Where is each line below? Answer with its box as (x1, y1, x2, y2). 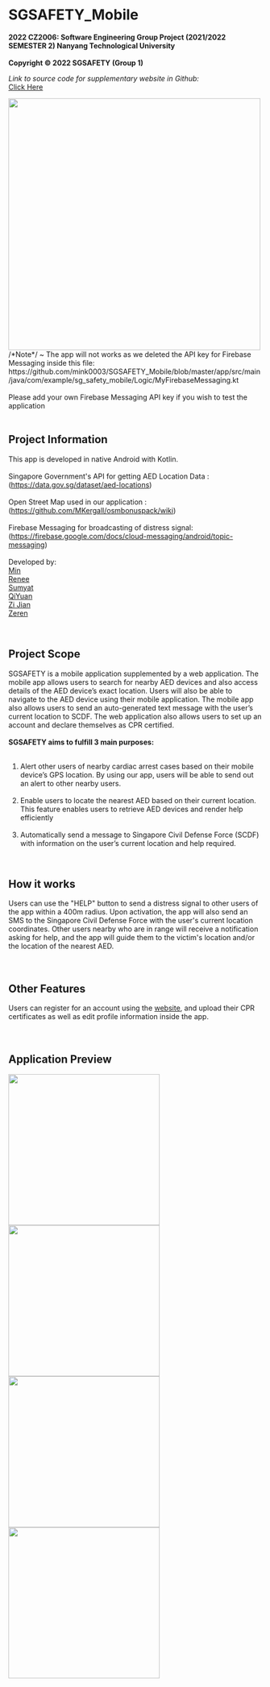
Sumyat (8, 582, 34, 592)
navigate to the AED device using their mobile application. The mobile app (8, 694, 254, 704)
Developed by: (8, 557, 56, 566)
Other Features (8, 981, 86, 996)
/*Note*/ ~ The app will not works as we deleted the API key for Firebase (8, 349, 251, 359)
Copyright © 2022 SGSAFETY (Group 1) (8, 58, 143, 68)
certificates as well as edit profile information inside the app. (8, 1012, 210, 1022)
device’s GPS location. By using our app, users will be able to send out (19, 769, 254, 779)
